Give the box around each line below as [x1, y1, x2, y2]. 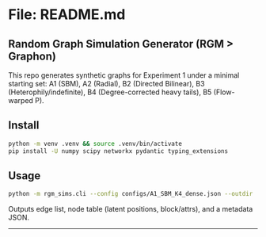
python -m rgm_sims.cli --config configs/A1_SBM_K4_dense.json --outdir [8, 190, 253, 198]
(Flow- [213, 87, 235, 97]
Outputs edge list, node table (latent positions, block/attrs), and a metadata [8, 205, 253, 214]
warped [8, 96, 34, 105]
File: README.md [8, 6, 126, 24]
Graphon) [8, 49, 57, 63]
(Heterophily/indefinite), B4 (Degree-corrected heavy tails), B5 [8, 87, 212, 97]
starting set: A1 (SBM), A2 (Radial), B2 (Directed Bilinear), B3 [8, 79, 205, 88]
